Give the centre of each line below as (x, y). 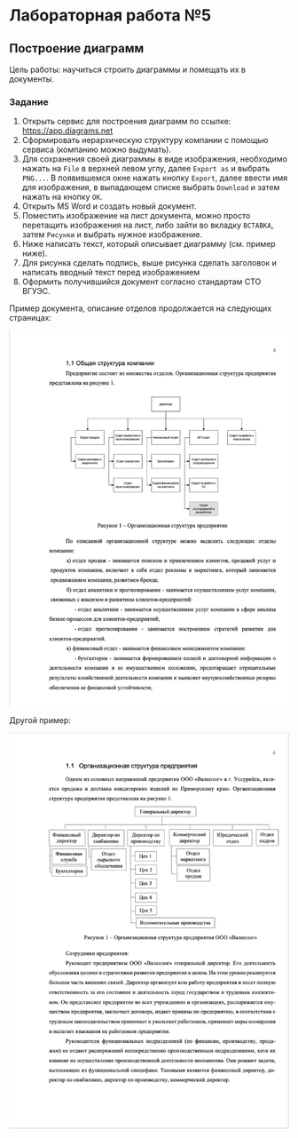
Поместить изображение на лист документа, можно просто (136, 216)
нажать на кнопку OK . (62, 197)
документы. (32, 79)
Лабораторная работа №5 (110, 16)
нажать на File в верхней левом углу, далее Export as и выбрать (146, 169)
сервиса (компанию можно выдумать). (96, 150)
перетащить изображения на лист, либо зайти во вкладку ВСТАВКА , (148, 225)
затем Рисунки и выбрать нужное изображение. (112, 235)
